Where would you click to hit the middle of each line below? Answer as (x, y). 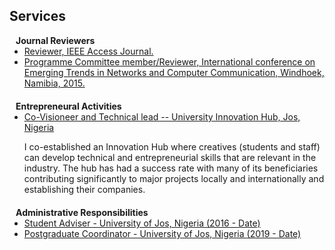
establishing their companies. (84, 189)
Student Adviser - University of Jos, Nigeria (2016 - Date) (142, 223)
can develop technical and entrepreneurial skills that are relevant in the (170, 157)
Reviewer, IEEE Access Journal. (88, 51)
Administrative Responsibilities (82, 212)
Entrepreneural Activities (68, 106)
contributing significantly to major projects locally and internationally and (174, 178)
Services (38, 16)
